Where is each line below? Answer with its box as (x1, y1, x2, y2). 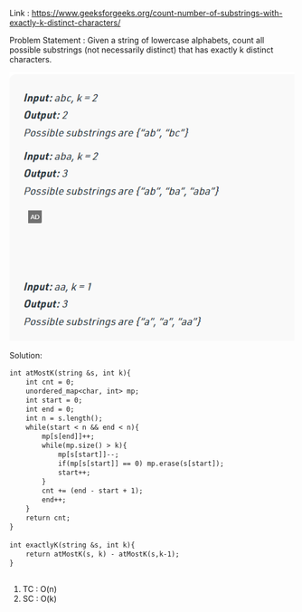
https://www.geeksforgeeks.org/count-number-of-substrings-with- (31, 8, 283, 18)
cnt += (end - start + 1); (42, 486, 144, 495)
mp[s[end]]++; (42, 432, 95, 441)
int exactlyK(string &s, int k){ (9, 540, 136, 550)
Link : (9, 8, 30, 18)
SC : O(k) (22, 593, 57, 604)
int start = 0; (25, 396, 83, 405)
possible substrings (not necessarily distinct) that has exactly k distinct (9, 44, 274, 55)
